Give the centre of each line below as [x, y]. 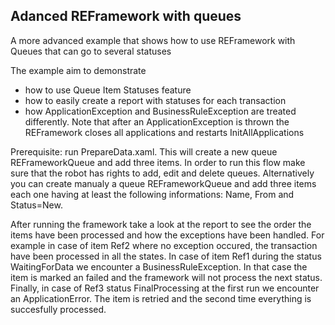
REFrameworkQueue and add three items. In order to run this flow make [158, 162]
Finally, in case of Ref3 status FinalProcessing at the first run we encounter [165, 288]
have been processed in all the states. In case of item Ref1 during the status [166, 256]
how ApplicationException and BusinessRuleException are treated [160, 111]
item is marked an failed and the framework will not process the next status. [166, 277]
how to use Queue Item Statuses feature [108, 90]
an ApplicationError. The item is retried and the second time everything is [161, 298]
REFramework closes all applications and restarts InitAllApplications [164, 132]
